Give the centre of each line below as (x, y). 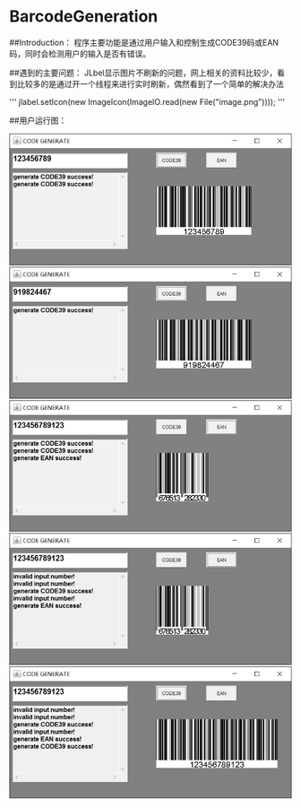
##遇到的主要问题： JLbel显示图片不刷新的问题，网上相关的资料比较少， (143, 73)
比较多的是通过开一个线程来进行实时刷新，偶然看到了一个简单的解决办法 (150, 83)
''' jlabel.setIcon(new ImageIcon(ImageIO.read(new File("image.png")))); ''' (147, 101)
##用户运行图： (38, 120)
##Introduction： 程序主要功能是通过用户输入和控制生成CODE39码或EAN (144, 42)
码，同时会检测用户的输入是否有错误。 (80, 53)
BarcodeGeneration (84, 17)
